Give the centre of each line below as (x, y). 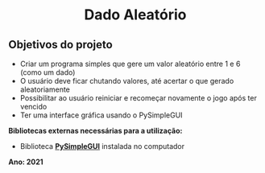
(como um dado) (48, 72)
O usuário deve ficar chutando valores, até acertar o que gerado (127, 81)
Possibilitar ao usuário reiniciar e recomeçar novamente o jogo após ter (139, 98)
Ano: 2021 (26, 162)
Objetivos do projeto (60, 45)
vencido (33, 107)
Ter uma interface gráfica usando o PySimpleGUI (101, 115)
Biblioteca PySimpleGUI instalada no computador (102, 146)
